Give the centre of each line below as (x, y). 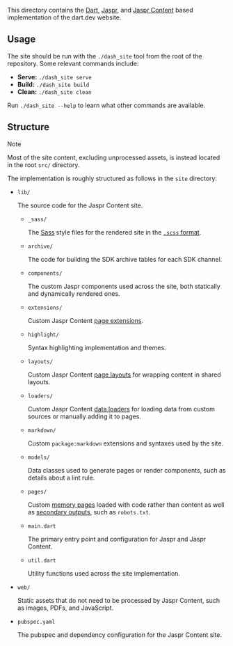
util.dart (42, 560)
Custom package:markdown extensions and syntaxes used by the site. (126, 443)
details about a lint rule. (61, 478)
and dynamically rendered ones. (74, 293)
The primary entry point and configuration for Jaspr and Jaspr (117, 539)
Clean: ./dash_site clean (54, 92)
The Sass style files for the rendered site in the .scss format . (114, 232)
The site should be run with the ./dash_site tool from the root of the (105, 56)
